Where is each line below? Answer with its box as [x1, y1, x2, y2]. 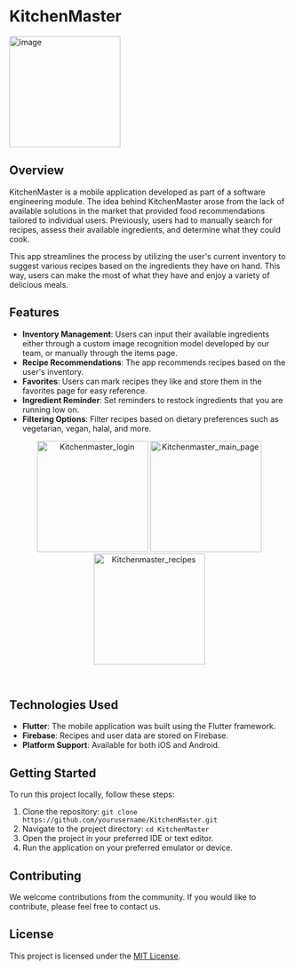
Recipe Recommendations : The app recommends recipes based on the [21, 357, 286, 368]
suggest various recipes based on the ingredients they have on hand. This [9, 260, 281, 271]
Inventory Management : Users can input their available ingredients [21, 329, 269, 339]
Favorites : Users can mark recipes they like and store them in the [21, 376, 262, 386]
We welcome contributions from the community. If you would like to [9, 892, 257, 902]
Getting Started [9, 766, 97, 781]
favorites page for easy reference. [21, 385, 147, 396]
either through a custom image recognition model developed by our [21, 338, 270, 348]
